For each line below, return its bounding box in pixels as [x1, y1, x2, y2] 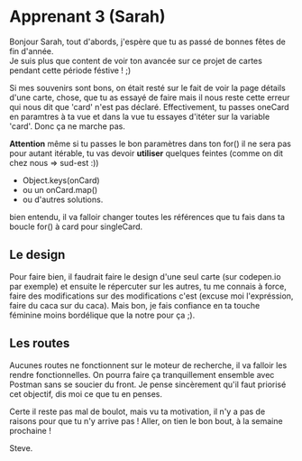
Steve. [9, 442, 33, 453]
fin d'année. [9, 45, 54, 56]
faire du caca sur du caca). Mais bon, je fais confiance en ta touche [9, 300, 261, 310]
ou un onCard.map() [22, 184, 98, 195]
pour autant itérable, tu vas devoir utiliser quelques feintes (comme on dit [9, 147, 284, 159]
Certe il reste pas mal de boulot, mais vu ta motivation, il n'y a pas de [9, 406, 266, 417]
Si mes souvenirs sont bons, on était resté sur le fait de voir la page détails [9, 82, 286, 93]
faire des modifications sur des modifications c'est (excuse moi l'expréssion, [9, 290, 294, 301]
